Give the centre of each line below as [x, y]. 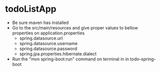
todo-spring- [143, 59]
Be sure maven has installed [40, 23]
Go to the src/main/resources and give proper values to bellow [75, 27]
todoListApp [31, 9]
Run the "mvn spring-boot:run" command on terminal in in [70, 59]
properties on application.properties [48, 33]
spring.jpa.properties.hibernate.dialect [58, 54]
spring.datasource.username [49, 43]
